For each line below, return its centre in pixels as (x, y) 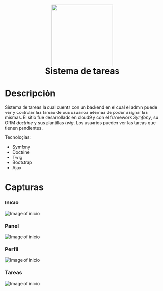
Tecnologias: (18, 137)
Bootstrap (22, 162)
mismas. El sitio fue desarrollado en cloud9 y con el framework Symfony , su (81, 118)
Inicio (12, 203)
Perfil (12, 249)
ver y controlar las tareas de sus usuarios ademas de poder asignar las (77, 112)
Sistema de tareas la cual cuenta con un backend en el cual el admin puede (81, 107)
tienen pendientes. (24, 128)
